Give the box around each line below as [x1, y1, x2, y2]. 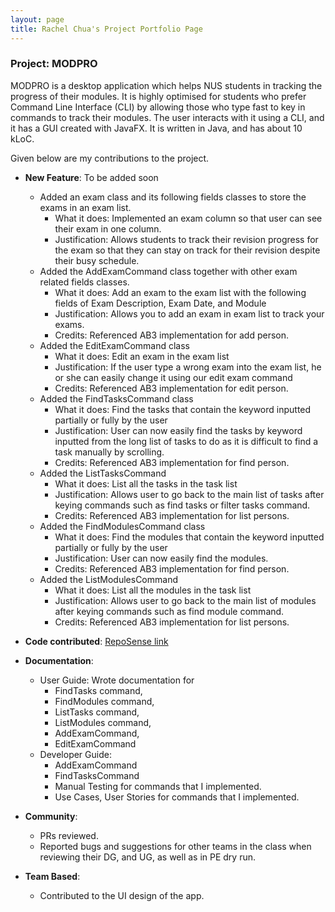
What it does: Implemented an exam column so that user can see [54, 212, 323, 224]
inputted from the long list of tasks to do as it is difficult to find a [54, 435, 319, 447]
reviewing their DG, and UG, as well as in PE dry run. [39, 851, 257, 863]
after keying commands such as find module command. [54, 605, 285, 617]
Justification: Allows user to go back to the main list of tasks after [54, 488, 325, 500]
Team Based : [24, 870, 81, 882]
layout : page [10, 14, 65, 25]
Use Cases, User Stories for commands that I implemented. [54, 791, 300, 803]
